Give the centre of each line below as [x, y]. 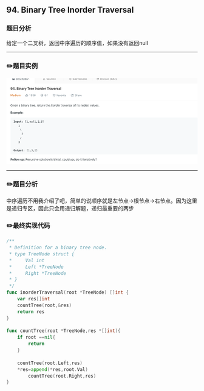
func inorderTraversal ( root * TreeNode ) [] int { [68, 292]
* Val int [27, 260]
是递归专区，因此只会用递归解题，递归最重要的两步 [70, 208]
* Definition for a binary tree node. [58, 247]
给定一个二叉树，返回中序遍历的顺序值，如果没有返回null [77, 43]
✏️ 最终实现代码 [28, 226]
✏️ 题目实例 [22, 66]
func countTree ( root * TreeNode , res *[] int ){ [63, 331]
